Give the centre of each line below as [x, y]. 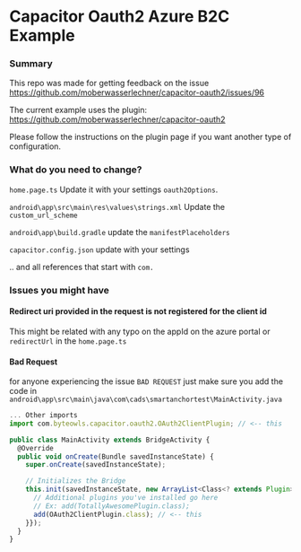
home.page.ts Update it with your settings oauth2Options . [114, 189]
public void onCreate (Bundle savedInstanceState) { [116, 456]
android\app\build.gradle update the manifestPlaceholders [120, 232]
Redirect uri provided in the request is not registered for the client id [138, 311]
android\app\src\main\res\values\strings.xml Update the [117, 206]
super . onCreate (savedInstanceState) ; [96, 465]
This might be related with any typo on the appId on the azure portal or [140, 331]
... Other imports [43, 416]
